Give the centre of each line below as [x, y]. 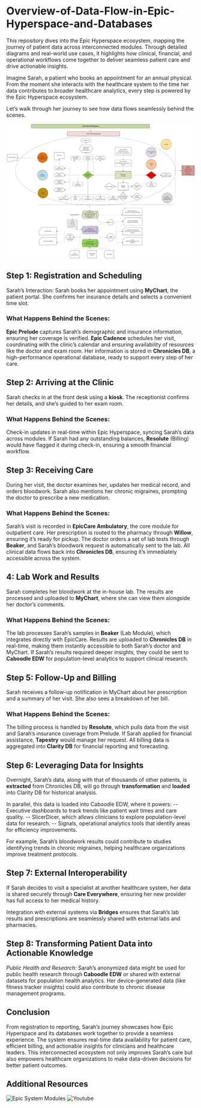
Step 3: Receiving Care [50, 470]
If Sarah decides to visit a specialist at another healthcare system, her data [98, 887]
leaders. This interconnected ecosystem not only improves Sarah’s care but [100, 1052]
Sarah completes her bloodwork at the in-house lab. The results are [90, 592]
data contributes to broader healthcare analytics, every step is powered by [98, 90]
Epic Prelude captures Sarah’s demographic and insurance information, [94, 332]
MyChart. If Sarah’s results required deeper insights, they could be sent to [97, 652]
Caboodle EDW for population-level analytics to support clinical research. [97, 659]
